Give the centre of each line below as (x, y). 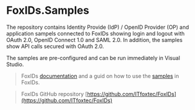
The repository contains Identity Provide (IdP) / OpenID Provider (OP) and (97, 27)
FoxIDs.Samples (48, 11)
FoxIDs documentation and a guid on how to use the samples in (100, 76)
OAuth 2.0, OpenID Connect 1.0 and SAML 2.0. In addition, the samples (94, 40)
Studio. (15, 64)
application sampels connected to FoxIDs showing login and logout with (96, 33)
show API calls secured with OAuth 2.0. (55, 46)
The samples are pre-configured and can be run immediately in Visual (93, 58)
